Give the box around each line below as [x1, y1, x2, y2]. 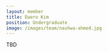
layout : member [6, 8, 44, 15]
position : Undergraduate [6, 19, 68, 25]
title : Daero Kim [6, 14, 49, 20]
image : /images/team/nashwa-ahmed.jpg [6, 25, 102, 31]
